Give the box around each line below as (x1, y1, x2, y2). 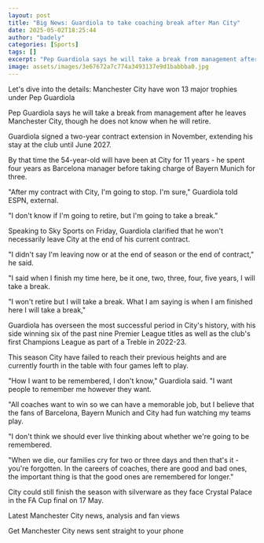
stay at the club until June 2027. (8, 139, 112, 150)
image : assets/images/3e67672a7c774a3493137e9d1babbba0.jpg (8, 63, 210, 71)
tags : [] (8, 48, 37, 56)
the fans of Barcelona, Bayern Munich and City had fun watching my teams (8, 408, 251, 417)
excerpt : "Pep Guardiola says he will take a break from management (8, 56, 237, 64)
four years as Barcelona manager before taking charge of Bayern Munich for (8, 163, 255, 173)
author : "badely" (8, 33, 65, 42)
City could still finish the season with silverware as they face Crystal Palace (8, 487, 253, 497)
